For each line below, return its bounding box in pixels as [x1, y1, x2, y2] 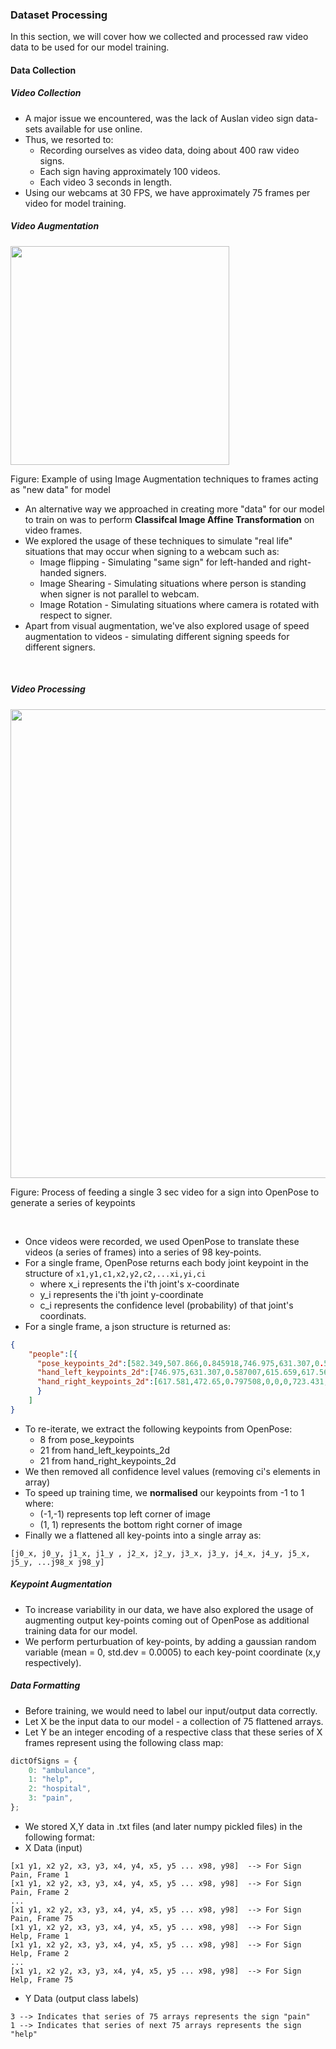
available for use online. [44, 123, 143, 135]
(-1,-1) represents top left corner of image [39, 1508, 212, 1520]
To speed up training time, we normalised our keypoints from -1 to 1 [24, 1486, 305, 1498]
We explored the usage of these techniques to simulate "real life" [24, 534, 293, 547]
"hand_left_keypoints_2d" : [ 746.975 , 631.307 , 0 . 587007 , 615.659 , [36, 1368, 302, 1378]
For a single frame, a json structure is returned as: [24, 1320, 231, 1332]
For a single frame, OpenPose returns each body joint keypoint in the [24, 1256, 309, 1268]
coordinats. [39, 1309, 87, 1322]
